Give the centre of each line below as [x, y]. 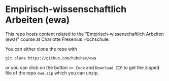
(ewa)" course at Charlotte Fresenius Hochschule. [58, 39]
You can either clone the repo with [41, 49]
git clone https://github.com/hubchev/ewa [51, 58]
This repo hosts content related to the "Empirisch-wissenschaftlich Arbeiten [84, 34]
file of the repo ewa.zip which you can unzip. [52, 73]
